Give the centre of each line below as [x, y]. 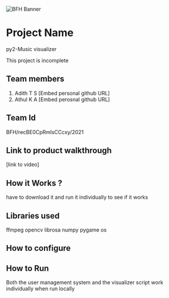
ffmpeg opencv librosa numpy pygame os [56, 230]
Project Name [40, 33]
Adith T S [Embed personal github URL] [62, 93]
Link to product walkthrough [59, 150]
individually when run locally [40, 289]
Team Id [21, 118]
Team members [35, 79]
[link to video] [23, 165]
